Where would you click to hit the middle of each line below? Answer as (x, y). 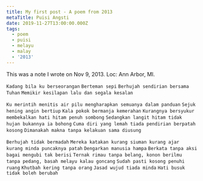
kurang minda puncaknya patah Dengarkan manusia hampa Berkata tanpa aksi (102, 148)
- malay (22, 51)
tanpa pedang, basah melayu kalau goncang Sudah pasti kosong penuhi (96, 161)
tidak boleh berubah (33, 173)
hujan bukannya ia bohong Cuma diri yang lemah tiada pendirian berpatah (101, 124)
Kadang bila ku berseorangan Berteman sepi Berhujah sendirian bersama (98, 86)
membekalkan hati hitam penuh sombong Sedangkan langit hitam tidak (94, 117)
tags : (13, 29)
